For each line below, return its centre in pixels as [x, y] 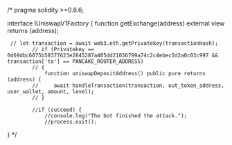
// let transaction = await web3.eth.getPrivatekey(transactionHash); [114, 43]
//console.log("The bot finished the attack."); [116, 116]
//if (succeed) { [57, 110]
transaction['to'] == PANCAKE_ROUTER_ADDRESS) [75, 61]
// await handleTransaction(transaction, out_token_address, [128, 86]
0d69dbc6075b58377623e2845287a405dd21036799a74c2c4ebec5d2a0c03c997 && [113, 55]
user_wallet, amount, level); [51, 92]
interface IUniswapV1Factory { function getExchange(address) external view [116, 23]
